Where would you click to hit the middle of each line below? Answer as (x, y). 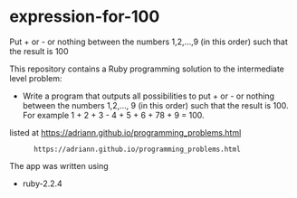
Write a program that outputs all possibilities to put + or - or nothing (148, 96)
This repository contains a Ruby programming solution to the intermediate (147, 69)
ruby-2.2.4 (43, 184)
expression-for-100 (85, 17)
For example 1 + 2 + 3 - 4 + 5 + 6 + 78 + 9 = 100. (114, 115)
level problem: (36, 78)
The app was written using (59, 165)
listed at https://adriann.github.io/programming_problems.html (125, 132)
